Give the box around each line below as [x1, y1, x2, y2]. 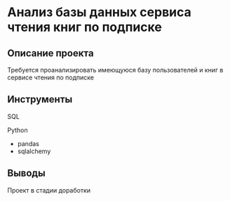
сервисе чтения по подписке [7, 73, 95, 82]
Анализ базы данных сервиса [7, 4, 191, 20]
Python [7, 126, 28, 134]
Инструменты [7, 93, 73, 105]
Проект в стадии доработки [7, 186, 91, 194]
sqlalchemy [17, 147, 51, 155]
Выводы [7, 167, 46, 179]
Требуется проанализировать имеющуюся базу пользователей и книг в [7, 66, 224, 74]
